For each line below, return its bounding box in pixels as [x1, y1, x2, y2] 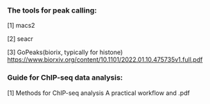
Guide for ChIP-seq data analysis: [7, 73, 123, 83]
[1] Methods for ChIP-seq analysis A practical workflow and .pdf [7, 89, 191, 97]
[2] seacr [7, 35, 33, 43]
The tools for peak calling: [7, 6, 97, 15]
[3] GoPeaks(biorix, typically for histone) [7, 48, 123, 57]
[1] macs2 [7, 21, 35, 30]
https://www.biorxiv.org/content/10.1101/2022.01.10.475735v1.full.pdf [7, 55, 203, 64]
